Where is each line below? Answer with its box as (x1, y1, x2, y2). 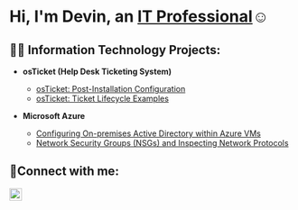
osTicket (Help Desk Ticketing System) (22, 66, 172, 77)
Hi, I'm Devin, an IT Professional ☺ (9, 6, 269, 27)
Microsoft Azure (22, 111, 86, 121)
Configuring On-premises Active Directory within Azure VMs (35, 128, 262, 139)
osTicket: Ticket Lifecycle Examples (35, 93, 170, 104)
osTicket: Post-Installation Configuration (35, 84, 186, 94)
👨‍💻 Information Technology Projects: (9, 42, 221, 58)
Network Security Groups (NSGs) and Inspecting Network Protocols (35, 138, 289, 148)
